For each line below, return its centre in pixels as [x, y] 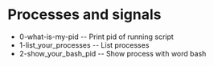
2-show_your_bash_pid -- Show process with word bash [113, 53]
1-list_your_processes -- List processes [84, 45]
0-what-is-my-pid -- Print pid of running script [96, 37]
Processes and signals [84, 15]
